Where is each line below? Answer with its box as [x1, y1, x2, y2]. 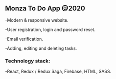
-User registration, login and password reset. [5, 27, 95, 32]
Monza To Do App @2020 [5, 4, 86, 13]
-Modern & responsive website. [5, 17, 69, 23]
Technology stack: [5, 57, 50, 64]
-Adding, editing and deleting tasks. [5, 45, 77, 51]
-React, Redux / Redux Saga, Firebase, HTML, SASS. [5, 68, 112, 75]
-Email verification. [5, 36, 43, 42]
